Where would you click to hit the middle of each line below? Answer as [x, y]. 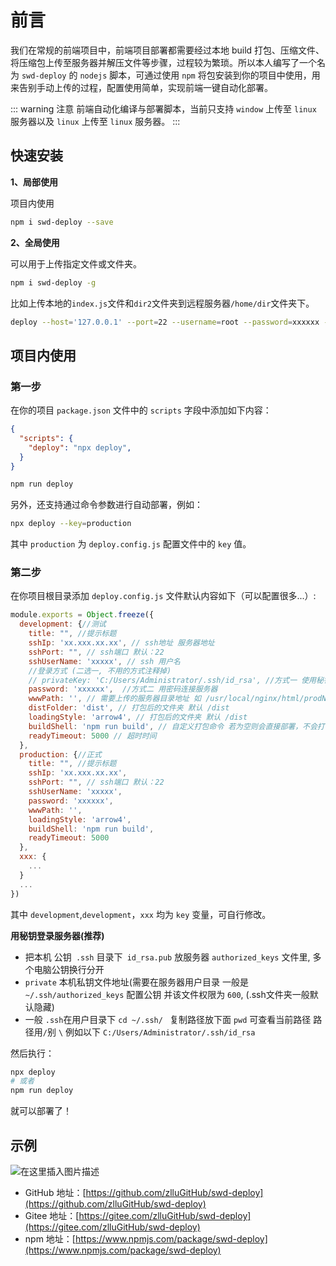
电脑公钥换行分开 [69, 969]
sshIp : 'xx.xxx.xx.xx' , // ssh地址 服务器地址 [121, 643]
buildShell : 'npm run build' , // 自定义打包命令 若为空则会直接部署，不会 [173, 726]
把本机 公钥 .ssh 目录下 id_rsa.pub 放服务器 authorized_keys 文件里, [167, 957]
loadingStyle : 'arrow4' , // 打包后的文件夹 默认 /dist [138, 717]
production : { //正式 [60, 754]
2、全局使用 [35, 242]
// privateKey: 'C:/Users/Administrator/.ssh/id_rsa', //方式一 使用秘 [176, 680]
